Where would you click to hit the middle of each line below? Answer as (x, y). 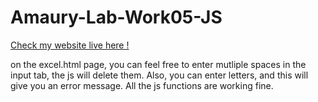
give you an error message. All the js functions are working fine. (142, 85)
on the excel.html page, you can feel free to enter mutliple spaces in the (158, 64)
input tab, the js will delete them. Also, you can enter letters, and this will (159, 75)
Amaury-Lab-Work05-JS (116, 17)
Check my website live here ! (70, 45)
